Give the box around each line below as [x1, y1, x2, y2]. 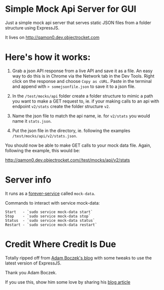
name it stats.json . [12, 118, 52, 124]
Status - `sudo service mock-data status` [5, 218, 95, 223]
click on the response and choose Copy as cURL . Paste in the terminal [12, 78, 152, 84]
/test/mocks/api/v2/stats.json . [12, 132, 77, 138]
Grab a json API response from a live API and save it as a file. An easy [12, 68, 153, 74]
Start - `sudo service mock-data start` [5, 210, 93, 214]
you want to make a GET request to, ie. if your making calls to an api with [12, 98, 159, 104]
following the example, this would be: [5, 147, 80, 153]
